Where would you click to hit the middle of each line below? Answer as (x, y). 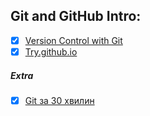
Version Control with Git (73, 40)
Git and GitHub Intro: (76, 16)
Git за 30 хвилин (59, 100)
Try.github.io (51, 51)
